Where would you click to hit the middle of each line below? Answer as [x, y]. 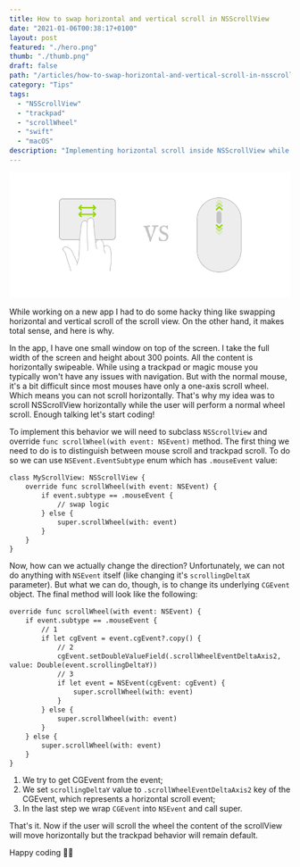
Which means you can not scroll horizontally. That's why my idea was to [142, 395]
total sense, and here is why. [62, 330]
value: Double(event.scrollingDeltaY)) [83, 665]
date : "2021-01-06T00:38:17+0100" [74, 28]
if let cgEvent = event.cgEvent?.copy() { [121, 638]
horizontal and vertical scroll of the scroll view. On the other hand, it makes [147, 321]
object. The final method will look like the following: [104, 594]
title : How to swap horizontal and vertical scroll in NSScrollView [139, 19]
